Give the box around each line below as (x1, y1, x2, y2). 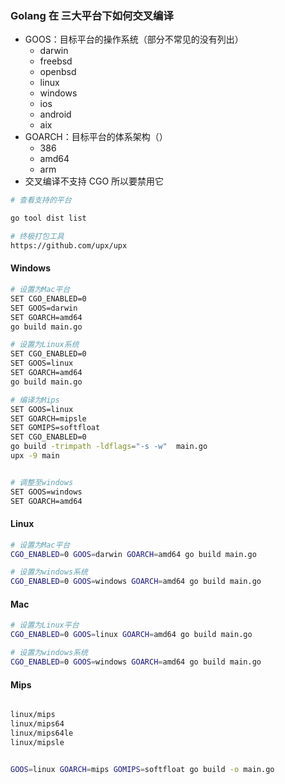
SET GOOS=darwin (10, 303, 78, 313)
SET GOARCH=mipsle (10, 413, 87, 424)
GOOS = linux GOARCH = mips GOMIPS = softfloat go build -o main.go (10, 764, 275, 774)
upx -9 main (10, 451, 60, 461)
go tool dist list (10, 213, 87, 224)
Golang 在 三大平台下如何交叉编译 (10, 8, 174, 22)
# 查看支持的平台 (10, 195, 72, 206)
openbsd (39, 66, 77, 78)
